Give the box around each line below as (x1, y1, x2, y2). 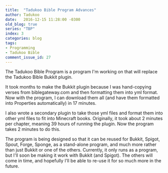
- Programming (5, 45, 36, 50)
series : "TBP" (5, 26, 36, 32)
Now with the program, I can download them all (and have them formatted (5, 95, 160, 101)
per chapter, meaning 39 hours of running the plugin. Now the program (5, 121, 154, 127)
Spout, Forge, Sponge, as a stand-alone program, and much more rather (5, 141, 157, 148)
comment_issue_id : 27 (5, 54, 51, 60)
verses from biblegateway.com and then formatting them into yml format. (5, 90, 158, 96)
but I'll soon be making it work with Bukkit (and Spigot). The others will (5, 152, 153, 158)
